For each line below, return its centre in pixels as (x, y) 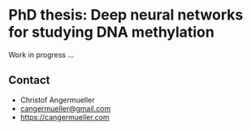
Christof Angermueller (57, 100)
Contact (29, 80)
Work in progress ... (41, 54)
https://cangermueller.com (65, 117)
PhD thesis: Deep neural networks (126, 15)
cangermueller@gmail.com (65, 108)
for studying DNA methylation (112, 32)
